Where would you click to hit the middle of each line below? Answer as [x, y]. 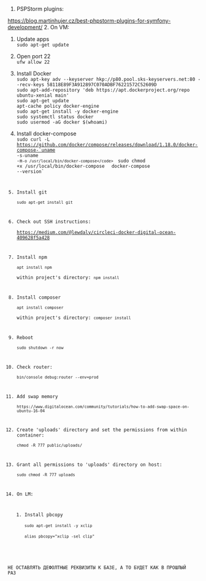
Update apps [33, 39]
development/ [25, 27]
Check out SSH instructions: [54, 222]
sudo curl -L [33, 140]
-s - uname [28, 156]
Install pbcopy [44, 515]
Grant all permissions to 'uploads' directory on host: [89, 465]
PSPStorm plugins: [40, 9]
